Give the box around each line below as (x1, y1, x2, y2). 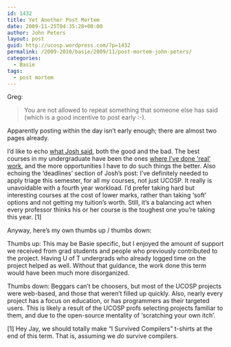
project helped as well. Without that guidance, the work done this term (7, 262, 206, 270)
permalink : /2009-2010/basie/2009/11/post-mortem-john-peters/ (7, 49, 192, 56)
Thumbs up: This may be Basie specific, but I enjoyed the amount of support (7, 240, 224, 248)
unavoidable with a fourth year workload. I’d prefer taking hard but (7, 183, 195, 192)
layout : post (7, 36, 45, 43)
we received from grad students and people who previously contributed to (7, 247, 218, 255)
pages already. (7, 134, 49, 142)
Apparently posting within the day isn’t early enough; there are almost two (7, 126, 217, 135)
